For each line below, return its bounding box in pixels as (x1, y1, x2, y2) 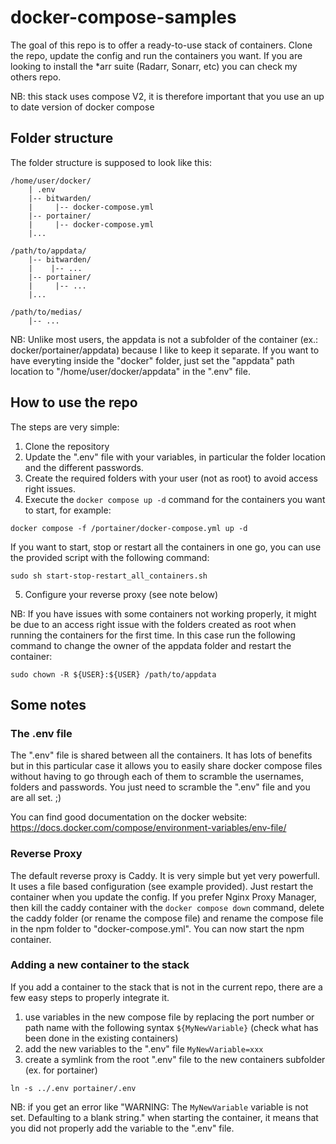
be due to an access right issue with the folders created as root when (10, 618, 297, 630)
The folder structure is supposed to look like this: (10, 156, 212, 168)
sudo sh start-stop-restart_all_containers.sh (10, 571, 208, 581)
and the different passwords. (24, 461, 144, 473)
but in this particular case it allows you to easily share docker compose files (10, 760, 323, 772)
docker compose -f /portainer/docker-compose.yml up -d (10, 523, 248, 533)
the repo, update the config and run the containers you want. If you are (10, 49, 303, 61)
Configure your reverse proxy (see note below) (24, 588, 219, 600)
